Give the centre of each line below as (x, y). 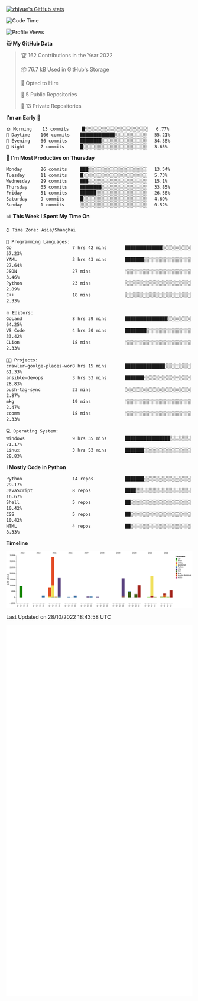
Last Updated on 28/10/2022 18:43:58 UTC (59, 617)
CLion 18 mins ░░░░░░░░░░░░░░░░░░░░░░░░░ (99, 343)
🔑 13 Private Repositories (51, 106)
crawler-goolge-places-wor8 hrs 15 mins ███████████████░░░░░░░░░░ (99, 366)
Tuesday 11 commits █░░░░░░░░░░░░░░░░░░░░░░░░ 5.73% (87, 175)
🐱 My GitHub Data (30, 43)
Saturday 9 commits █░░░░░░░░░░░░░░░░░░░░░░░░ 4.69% (87, 199)
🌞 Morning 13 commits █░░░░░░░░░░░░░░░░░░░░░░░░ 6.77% (88, 129)
